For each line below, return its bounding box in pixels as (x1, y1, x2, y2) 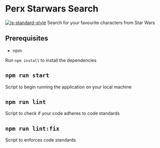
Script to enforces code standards (5, 137, 76, 143)
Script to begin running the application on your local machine (5, 84, 132, 90)
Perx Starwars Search (5, 3, 99, 15)
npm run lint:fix (5, 125, 59, 132)
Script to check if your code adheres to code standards (5, 110, 120, 116)
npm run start (5, 72, 49, 79)
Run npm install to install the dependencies (5, 57, 97, 63)
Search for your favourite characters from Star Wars (47, 20, 155, 26)
